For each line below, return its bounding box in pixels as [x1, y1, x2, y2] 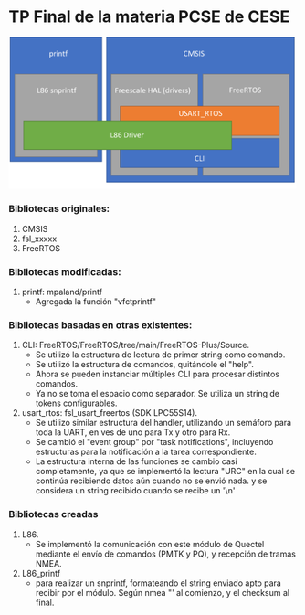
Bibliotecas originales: [8, 203, 110, 216]
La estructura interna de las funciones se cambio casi [35, 456, 238, 467]
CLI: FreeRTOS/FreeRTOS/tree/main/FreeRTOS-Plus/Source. [21, 340, 250, 351]
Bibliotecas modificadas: [8, 265, 121, 278]
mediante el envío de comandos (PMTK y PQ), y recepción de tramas [35, 548, 296, 559]
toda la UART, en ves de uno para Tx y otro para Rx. [35, 427, 231, 438]
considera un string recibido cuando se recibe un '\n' [35, 485, 236, 496]
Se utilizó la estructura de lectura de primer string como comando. [35, 349, 286, 360]
